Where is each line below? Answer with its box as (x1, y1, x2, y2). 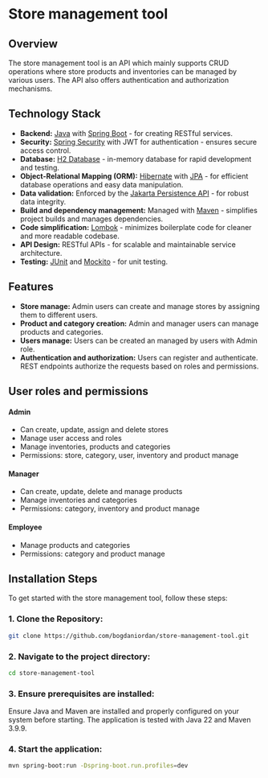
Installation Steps (8, 572, 98, 586)
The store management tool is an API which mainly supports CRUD (8, 58, 229, 68)
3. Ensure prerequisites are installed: (8, 688, 155, 699)
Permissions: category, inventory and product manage (19, 504, 201, 513)
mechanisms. (8, 84, 53, 93)
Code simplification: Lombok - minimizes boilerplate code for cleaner (19, 222, 252, 232)
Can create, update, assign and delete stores (19, 425, 169, 434)
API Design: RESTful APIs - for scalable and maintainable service (19, 239, 237, 249)
